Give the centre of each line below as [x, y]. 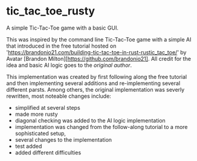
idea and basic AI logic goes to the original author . [69, 65]
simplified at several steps [47, 107]
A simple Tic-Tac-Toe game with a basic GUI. [63, 28]
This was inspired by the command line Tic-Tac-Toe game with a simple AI [99, 39]
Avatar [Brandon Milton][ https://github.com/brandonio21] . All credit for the [99, 58]
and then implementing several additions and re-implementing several [93, 83]
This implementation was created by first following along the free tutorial [97, 77]
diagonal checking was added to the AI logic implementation [90, 120]
